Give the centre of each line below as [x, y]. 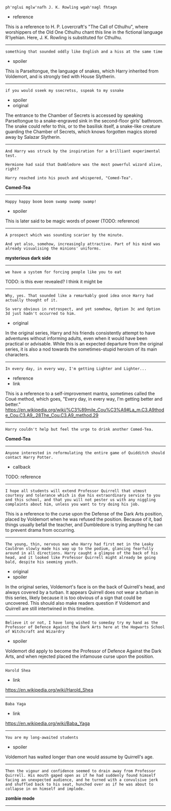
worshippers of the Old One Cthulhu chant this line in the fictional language [84, 32]
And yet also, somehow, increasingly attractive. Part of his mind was [83, 244]
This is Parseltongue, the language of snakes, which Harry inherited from [82, 71]
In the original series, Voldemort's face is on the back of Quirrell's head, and [85, 587]
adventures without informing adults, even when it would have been [76, 338]
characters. [17, 354]
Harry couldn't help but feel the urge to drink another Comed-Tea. [79, 429]
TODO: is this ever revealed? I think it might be [54, 281]
